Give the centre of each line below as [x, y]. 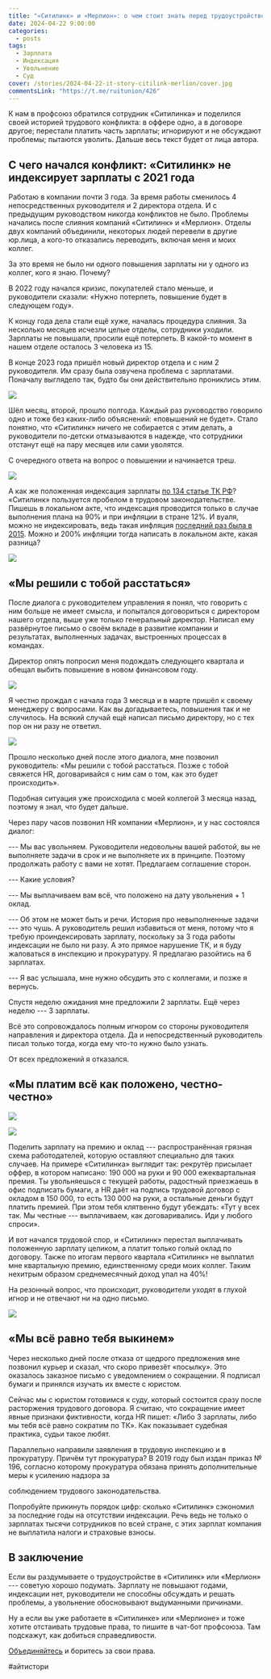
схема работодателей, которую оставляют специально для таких [121, 1155]
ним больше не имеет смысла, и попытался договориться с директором [134, 611]
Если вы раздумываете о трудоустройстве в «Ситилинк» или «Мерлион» [135, 1577]
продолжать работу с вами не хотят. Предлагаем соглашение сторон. [130, 864]
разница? [25, 542]
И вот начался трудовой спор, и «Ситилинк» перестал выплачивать [126, 1239]
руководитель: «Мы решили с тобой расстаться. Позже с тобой [119, 765]
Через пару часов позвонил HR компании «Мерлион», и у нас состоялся [134, 823]
